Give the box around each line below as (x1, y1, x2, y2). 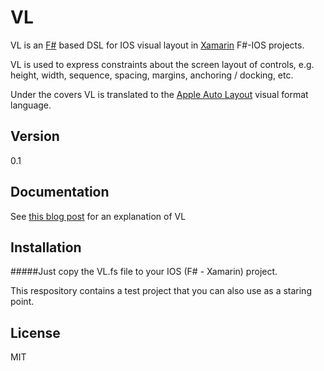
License (10, 324, 61, 341)
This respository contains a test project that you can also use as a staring (10, 285, 312, 297)
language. (10, 99, 52, 111)
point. (10, 296, 35, 308)
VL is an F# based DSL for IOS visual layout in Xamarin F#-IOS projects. (10, 39, 305, 51)
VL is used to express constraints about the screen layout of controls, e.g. (10, 58, 315, 70)
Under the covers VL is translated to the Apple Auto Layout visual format (10, 88, 309, 100)
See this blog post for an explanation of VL (10, 210, 187, 222)
